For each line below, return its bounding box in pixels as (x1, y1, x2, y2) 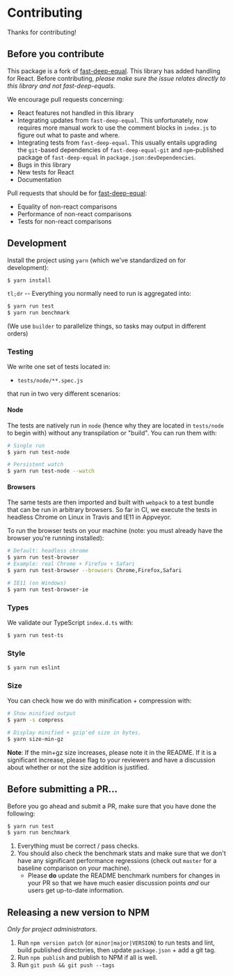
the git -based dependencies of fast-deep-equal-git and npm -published (17, 145, 224, 154)
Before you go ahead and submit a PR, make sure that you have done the (7, 802, 217, 810)
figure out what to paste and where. (17, 130, 120, 139)
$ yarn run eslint (7, 664, 61, 671)
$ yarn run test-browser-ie (7, 586, 89, 593)
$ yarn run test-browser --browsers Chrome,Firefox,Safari (7, 567, 182, 574)
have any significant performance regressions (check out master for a (17, 857, 217, 865)
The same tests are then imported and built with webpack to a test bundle (7, 498, 214, 506)
